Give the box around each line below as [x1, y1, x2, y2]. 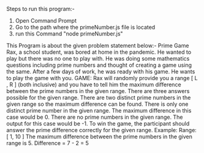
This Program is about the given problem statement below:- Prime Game [6, 42, 189, 49]
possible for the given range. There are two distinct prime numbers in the [6, 94, 191, 101]
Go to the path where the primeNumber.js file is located [15, 24, 156, 31]
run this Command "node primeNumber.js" [15, 30, 124, 37]
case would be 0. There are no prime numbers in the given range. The [6, 113, 183, 121]
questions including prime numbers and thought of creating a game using [6, 61, 192, 69]
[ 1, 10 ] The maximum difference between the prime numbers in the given [6, 133, 193, 140]
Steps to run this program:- [6, 6, 75, 12]
